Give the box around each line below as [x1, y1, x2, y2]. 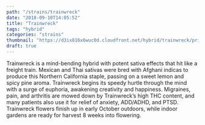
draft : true [6, 43, 37, 49]
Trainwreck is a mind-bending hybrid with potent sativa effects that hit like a [6, 59, 198, 67]
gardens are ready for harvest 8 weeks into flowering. [6, 111, 142, 119]
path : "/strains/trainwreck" [6, 9, 81, 15]
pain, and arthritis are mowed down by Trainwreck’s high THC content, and [6, 92, 195, 99]
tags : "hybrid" [6, 26, 45, 32]
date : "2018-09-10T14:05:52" [6, 15, 81, 21]
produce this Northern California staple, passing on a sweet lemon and [6, 73, 184, 80]
